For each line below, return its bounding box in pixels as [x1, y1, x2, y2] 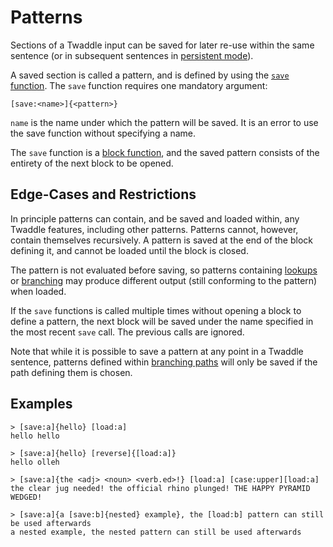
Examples [10, 396, 73, 413]
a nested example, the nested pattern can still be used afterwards [10, 527, 302, 537]
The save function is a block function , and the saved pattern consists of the [10, 146, 320, 158]
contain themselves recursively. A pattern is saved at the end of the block [10, 234, 313, 246]
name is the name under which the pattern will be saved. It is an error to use [10, 116, 319, 128]
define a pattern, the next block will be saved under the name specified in [10, 315, 314, 327]
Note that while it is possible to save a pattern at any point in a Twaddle [10, 345, 304, 357]
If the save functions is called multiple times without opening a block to [10, 304, 302, 316]
